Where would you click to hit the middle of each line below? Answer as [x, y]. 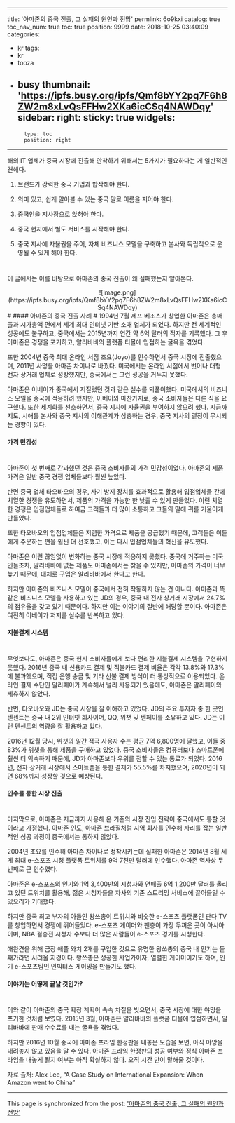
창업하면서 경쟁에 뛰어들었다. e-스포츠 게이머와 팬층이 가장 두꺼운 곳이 [110, 925]
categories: [23, 34]
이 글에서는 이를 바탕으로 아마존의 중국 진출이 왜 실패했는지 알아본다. [100, 278]
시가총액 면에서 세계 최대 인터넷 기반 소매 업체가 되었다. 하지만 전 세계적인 [121, 324]
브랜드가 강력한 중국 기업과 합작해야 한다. [73, 184]
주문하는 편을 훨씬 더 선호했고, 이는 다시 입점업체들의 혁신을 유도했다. [114, 542]
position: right [48, 140]
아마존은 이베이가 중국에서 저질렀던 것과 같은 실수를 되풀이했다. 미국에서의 [108, 389]
